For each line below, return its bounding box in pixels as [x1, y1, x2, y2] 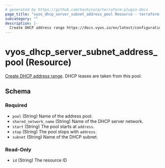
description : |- [5, 21, 38, 26]
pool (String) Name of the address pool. [12, 113, 93, 119]
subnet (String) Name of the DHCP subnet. [12, 134, 98, 140]
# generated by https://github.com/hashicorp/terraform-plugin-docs [5, 7, 148, 12]
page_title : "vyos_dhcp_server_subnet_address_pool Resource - [5, 12, 137, 17]
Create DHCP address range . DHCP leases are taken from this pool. [5, 73, 142, 79]
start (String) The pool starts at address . [12, 123, 95, 129]
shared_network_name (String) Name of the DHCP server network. [12, 118, 144, 124]
